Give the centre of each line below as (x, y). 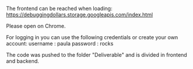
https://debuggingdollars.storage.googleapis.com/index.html (79, 15)
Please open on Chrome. (36, 26)
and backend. (23, 61)
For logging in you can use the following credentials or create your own (92, 37)
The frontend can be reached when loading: (59, 8)
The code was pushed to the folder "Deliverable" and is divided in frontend (97, 55)
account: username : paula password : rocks (60, 44)
